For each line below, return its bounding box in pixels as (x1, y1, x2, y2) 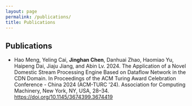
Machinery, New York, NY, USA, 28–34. (13, 87, 109, 94)
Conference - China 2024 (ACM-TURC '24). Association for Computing (13, 81, 186, 88)
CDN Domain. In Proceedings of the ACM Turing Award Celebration (13, 75, 176, 82)
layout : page (5, 8, 37, 15)
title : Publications (5, 19, 56, 25)
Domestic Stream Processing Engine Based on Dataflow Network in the (13, 69, 186, 76)
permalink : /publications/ (5, 14, 71, 20)
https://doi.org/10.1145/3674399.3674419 (13, 94, 113, 101)
